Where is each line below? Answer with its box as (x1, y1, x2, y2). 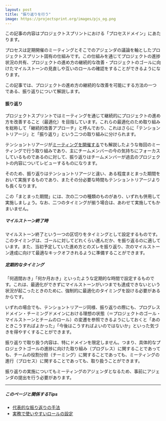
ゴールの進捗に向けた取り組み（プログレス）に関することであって (26, 346, 161, 351)
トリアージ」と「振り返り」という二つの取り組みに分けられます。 (5, 131, 139, 137)
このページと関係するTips (5, 391, 58, 397)
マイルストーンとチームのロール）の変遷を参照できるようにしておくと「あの (5, 316, 161, 322)
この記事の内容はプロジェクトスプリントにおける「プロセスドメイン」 (5, 31, 148, 36)
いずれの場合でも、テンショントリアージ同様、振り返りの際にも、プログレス (5, 304, 161, 310)
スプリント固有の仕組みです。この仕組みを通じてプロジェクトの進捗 (22, 53, 161, 59)
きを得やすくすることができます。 (5, 329, 74, 335)
